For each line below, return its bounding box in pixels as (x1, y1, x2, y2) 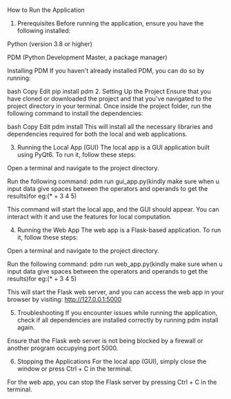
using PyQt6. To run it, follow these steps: (17, 151, 136, 158)
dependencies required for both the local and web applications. (7, 130, 188, 138)
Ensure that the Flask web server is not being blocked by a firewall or (7, 337, 203, 345)
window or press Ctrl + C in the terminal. (17, 365, 132, 373)
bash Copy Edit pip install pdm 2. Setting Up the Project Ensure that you (7, 88, 212, 95)
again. (17, 323, 35, 331)
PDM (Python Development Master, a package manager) (7, 53, 168, 61)
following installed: (17, 27, 71, 34)
